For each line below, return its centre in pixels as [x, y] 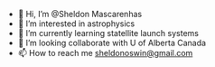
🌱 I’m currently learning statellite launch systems [108, 33]
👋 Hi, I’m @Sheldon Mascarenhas [80, 14]
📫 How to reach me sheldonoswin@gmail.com [105, 53]
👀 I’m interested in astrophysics [76, 24]
